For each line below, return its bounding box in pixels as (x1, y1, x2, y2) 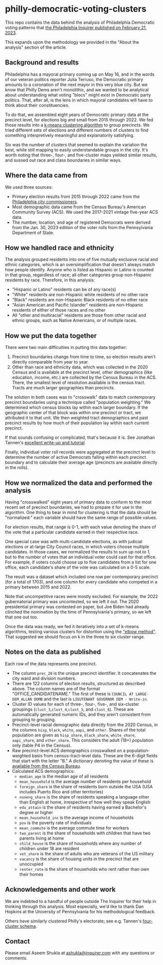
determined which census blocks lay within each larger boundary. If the (5, 404, 148, 411)
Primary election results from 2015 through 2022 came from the (12, 193, 140, 200)
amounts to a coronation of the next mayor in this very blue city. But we (5, 82, 148, 87)
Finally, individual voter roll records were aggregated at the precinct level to (5, 449, 156, 455)
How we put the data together (5, 332, 97, 340)
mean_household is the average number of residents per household (19, 778, 151, 784)
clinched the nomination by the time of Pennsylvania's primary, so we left (5, 609, 152, 615)
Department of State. (12, 230, 54, 235)
